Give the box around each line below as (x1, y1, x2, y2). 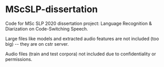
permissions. (5, 56, 33, 62)
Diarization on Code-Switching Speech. (5, 25, 88, 31)
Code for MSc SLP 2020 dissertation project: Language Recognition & (5, 20, 152, 26)
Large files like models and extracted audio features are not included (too (5, 36, 159, 42)
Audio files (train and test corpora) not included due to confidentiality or (5, 51, 156, 57)
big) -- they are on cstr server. (5, 41, 69, 47)
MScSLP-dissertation (5, 4, 98, 15)
